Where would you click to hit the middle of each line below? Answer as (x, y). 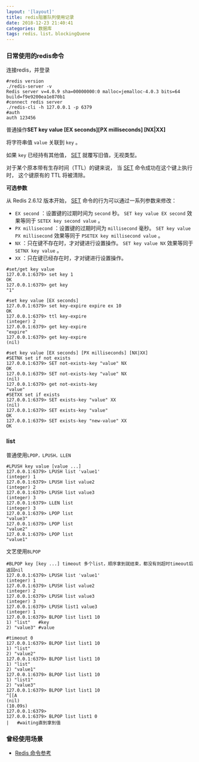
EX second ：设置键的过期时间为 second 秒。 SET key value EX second (100, 213)
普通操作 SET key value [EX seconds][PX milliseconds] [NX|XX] (86, 130)
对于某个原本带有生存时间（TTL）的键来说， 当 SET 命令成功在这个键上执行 (99, 168)
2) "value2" (21, 654)
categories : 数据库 (29, 28)
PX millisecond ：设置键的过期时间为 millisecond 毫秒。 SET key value (103, 228)
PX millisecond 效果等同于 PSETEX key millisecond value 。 (89, 236)
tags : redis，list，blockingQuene (48, 34)
